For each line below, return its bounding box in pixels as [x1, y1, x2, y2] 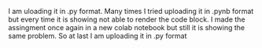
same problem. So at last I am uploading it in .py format [8, 31, 187, 40]
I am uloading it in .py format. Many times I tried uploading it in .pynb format [8, 7, 254, 15]
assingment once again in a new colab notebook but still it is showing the [8, 23, 245, 32]
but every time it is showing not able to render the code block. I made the [8, 15, 245, 24]
